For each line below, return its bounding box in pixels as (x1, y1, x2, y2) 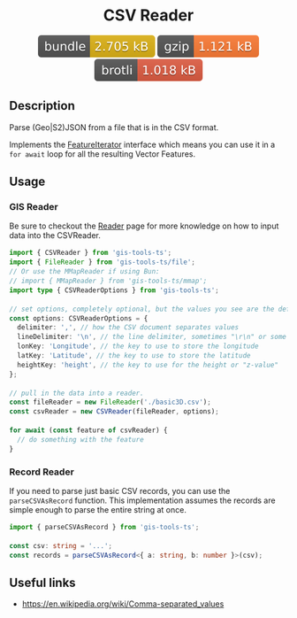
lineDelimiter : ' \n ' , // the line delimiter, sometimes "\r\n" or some (17, 333, 287, 342)
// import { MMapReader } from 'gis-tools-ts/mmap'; (9, 276, 208, 286)
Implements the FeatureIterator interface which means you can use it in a (9, 139, 276, 150)
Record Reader (9, 466, 75, 478)
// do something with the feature (17, 435, 144, 444)
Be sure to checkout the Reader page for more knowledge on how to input (9, 220, 279, 231)
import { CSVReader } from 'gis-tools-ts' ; (9, 249, 172, 258)
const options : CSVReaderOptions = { (9, 313, 148, 323)
